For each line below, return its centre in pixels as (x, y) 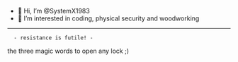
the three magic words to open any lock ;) (68, 51)
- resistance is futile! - (53, 38)
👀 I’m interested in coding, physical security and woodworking (108, 18)
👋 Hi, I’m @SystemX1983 (53, 11)
